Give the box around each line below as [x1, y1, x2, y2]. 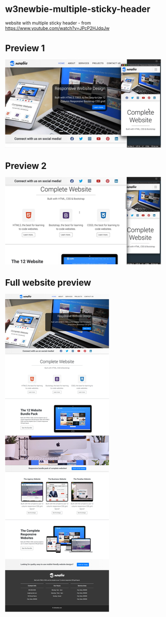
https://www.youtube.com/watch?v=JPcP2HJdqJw [5, 25, 110, 31]
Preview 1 [5, 43, 45, 54]
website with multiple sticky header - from [5, 20, 91, 26]
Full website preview [5, 277, 91, 289]
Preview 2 [5, 160, 47, 172]
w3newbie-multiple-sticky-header [5, 3, 151, 15]
